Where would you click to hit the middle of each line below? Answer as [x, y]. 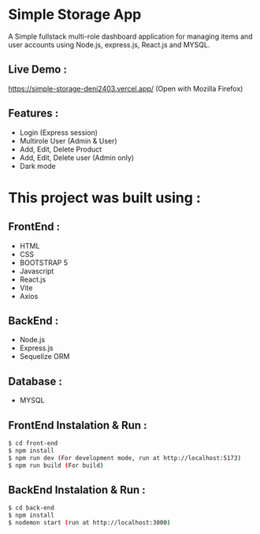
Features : [33, 113]
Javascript [37, 271]
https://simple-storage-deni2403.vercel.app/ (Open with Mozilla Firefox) [126, 88]
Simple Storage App [75, 15]
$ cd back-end [32, 508]
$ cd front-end [33, 443]
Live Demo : [37, 70]
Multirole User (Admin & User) [68, 140]
